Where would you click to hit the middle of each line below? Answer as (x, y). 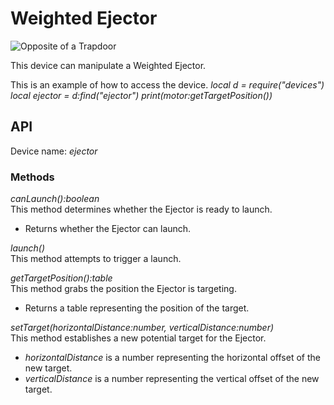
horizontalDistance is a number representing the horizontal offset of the (172, 358)
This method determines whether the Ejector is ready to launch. (141, 209)
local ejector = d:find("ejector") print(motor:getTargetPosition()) (141, 95)
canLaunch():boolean (55, 199)
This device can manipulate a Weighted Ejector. (108, 65)
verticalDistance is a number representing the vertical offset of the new (172, 379)
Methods (32, 177)
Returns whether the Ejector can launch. (108, 229)
